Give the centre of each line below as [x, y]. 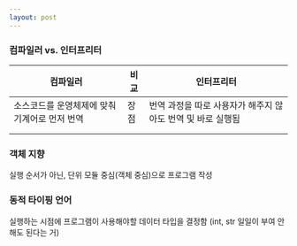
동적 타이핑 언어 [41, 200]
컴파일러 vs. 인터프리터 [56, 50]
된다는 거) [42, 232]
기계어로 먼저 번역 [49, 119]
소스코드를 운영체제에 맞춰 [65, 105]
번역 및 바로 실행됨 [204, 119]
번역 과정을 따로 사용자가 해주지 [211, 105]
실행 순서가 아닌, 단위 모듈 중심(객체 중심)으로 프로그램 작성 [111, 175]
